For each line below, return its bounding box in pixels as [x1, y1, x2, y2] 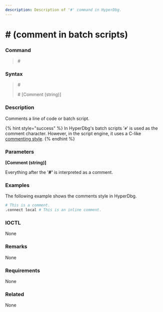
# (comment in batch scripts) [5, 28, 128, 40]
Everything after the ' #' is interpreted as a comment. [5, 169, 113, 175]
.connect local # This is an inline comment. [5, 207, 101, 212]
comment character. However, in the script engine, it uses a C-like [5, 130, 141, 136]
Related [5, 290, 24, 297]
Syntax [5, 70, 23, 77]
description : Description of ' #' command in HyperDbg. [5, 7, 122, 12]
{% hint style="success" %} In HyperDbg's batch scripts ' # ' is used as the [5, 125, 158, 131]
